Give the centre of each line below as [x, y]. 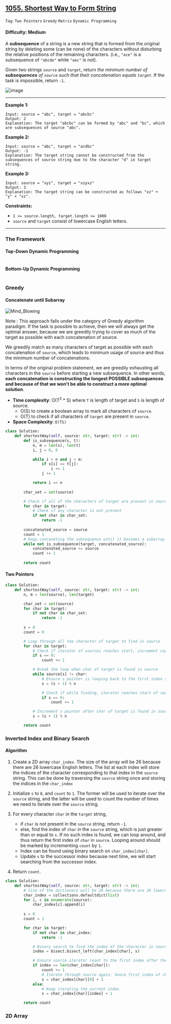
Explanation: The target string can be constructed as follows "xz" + [82, 192]
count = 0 [34, 632]
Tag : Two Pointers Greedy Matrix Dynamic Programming [61, 20]
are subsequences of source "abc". [43, 128]
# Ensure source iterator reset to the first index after [95, 961]
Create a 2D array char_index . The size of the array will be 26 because [87, 762]
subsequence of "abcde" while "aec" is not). [51, 60]
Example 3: [17, 174]
